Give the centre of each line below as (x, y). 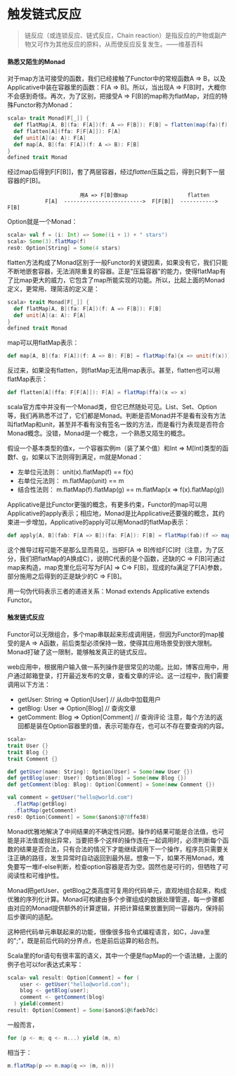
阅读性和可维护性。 (35, 875)
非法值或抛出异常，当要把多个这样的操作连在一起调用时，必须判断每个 (121, 840)
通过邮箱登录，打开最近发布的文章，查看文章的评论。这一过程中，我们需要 (121, 676)
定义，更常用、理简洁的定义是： (53, 289)
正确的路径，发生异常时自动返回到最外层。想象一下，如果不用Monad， (116, 858)
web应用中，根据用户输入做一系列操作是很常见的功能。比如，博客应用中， (115, 667)
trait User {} (28, 746)
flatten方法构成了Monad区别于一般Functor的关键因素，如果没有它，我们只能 (118, 262)
